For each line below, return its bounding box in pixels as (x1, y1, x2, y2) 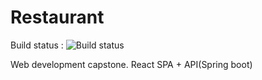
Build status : (10, 39, 64, 51)
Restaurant (10, 6, 105, 29)
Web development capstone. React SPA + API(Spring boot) (10, 58, 253, 70)
